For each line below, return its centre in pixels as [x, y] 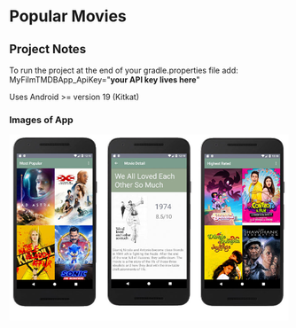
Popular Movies [68, 16]
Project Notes [48, 49]
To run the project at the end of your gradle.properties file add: [124, 70]
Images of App [41, 120]
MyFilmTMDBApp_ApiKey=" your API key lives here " [105, 80]
